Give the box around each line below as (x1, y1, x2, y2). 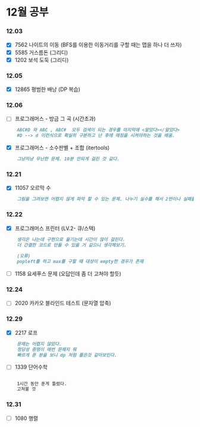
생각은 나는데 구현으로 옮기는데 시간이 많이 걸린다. (17, 236, 126, 243)
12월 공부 (6, 5, 49, 19)
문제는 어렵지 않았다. (17, 341, 62, 347)
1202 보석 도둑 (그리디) (14, 56, 69, 63)
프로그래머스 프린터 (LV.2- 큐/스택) (14, 224, 96, 232)
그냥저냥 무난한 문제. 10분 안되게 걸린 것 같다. (17, 156, 120, 162)
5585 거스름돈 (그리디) (14, 49, 68, 56)
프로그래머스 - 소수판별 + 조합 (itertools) (14, 144, 110, 152)
